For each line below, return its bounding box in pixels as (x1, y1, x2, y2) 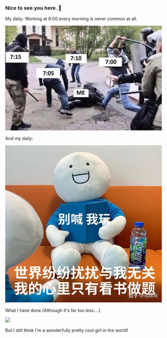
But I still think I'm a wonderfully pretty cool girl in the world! (5, 327, 128, 333)
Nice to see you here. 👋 (5, 4, 62, 11)
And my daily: (5, 135, 33, 141)
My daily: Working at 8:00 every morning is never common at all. (5, 16, 138, 22)
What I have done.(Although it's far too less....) (5, 307, 101, 313)
